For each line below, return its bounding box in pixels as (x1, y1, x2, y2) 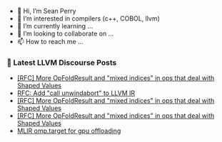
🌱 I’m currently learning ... (16, 22, 94, 30)
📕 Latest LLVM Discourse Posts (6, 58, 117, 67)
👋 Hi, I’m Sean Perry (16, 7, 76, 15)
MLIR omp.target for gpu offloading (16, 126, 121, 135)
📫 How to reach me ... (16, 38, 84, 45)
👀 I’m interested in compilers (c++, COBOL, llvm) (16, 14, 160, 23)
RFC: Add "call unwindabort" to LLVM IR (16, 89, 136, 97)
